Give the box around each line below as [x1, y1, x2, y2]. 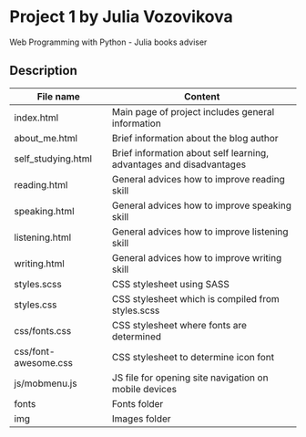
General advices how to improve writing [112, 251, 282, 264]
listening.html [14, 231, 72, 244]
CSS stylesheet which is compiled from [112, 292, 280, 305]
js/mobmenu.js [14, 377, 77, 390]
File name [36, 89, 80, 102]
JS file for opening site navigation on [112, 371, 269, 384]
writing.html [14, 257, 66, 270]
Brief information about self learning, [112, 146, 269, 159]
